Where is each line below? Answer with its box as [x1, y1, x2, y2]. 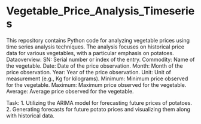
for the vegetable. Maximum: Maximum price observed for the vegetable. [6, 81, 187, 88]
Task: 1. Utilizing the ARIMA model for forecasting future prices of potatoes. [6, 99, 193, 106]
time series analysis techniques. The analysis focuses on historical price [6, 43, 184, 50]
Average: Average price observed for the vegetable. [6, 87, 134, 95]
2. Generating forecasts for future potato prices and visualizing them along [6, 105, 190, 113]
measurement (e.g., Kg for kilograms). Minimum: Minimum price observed [6, 75, 188, 82]
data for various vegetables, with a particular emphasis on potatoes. [6, 49, 175, 56]
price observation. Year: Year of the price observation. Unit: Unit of [6, 68, 172, 75]
